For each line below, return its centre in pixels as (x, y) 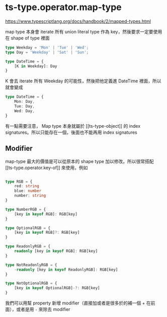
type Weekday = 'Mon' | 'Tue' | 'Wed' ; (47, 47)
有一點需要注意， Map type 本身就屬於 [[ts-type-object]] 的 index (73, 126)
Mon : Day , (25, 102)
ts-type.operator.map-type (63, 7)
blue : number (28, 191)
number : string (30, 196)
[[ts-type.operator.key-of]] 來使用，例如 (47, 168)
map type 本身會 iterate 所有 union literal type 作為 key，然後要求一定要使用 (84, 31)
